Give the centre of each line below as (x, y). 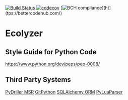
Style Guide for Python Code (51, 52)
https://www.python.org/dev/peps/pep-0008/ (53, 64)
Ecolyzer (24, 33)
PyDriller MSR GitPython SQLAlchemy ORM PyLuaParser (64, 92)
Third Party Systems (38, 80)
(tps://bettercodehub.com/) (34, 13)
